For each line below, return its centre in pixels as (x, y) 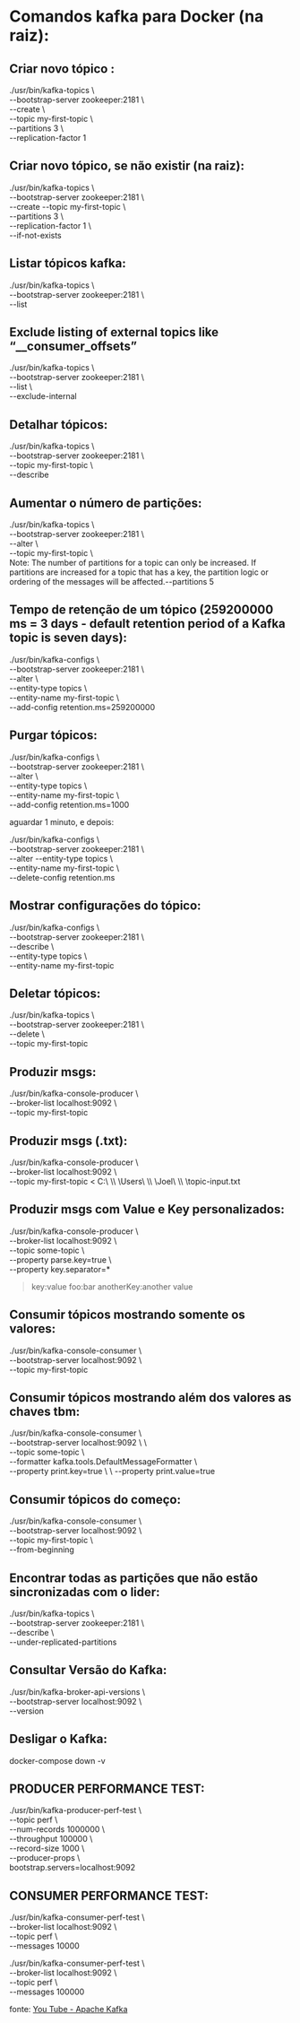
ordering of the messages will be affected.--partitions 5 (112, 582)
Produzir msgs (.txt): (69, 1141)
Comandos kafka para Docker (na (137, 17)
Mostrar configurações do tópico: (105, 906)
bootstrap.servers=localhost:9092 (73, 1868)
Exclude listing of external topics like (114, 332)
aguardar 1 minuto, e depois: (62, 821)
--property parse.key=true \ (60, 1259)
